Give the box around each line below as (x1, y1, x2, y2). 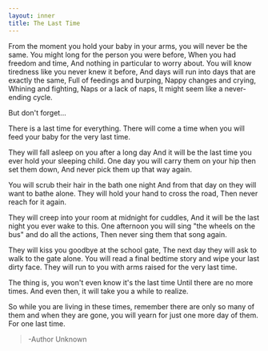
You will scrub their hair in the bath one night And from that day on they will (8, 180, 257, 189)
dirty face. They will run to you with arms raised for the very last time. (8, 262, 238, 272)
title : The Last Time (8, 19, 81, 27)
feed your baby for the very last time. (8, 131, 130, 141)
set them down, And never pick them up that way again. (8, 164, 193, 174)
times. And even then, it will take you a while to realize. (8, 286, 189, 296)
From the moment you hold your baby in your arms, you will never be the (8, 41, 248, 50)
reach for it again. (8, 197, 66, 207)
